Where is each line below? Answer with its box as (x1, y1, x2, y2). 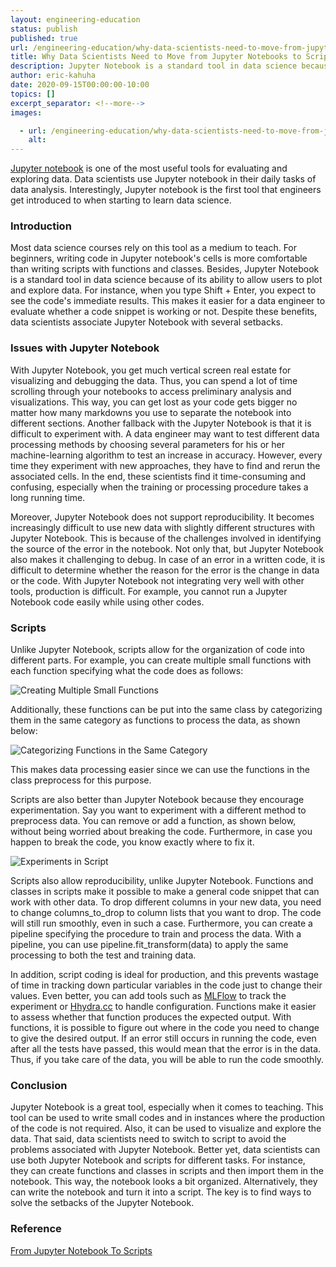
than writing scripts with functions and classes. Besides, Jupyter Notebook (10, 263, 320, 275)
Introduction (10, 219, 72, 233)
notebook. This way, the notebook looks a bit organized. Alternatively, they (10, 1176, 318, 1188)
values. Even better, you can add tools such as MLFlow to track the (10, 990, 287, 1002)
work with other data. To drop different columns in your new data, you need (10, 896, 322, 908)
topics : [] (10, 89, 56, 99)
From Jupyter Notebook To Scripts (10, 1244, 153, 1256)
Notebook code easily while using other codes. (10, 596, 205, 608)
